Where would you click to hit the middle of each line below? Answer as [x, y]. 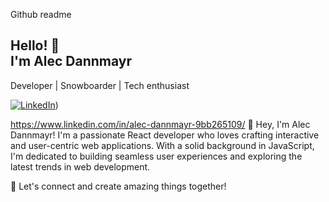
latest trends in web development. [80, 166]
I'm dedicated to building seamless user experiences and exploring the [156, 156]
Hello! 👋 [35, 45]
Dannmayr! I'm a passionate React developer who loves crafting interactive [165, 135]
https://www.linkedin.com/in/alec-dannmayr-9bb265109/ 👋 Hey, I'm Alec [160, 124]
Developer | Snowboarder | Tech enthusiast [100, 85]
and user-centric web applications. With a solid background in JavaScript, [162, 145]
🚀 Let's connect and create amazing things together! [118, 186]
